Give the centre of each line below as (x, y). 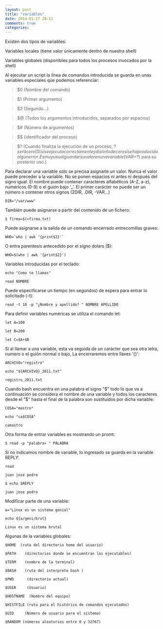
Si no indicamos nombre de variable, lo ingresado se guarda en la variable (79, 452)
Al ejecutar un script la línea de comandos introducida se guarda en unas (78, 75)
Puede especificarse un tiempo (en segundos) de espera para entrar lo (76, 291)
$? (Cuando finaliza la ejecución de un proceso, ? (66, 146)
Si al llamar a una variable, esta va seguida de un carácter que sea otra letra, (82, 349)
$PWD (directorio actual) (37, 579)
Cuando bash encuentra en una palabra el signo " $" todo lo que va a (74, 389)
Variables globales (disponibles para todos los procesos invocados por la (78, 60)
